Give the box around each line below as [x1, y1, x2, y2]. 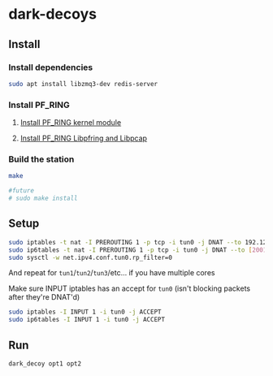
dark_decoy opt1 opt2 [8, 359, 82, 368]
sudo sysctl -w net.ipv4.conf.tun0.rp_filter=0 [8, 253, 173, 261]
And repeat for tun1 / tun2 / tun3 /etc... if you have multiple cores [8, 268, 215, 278]
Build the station [8, 153, 75, 165]
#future [8, 187, 35, 195]
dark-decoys [8, 5, 97, 24]
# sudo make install [8, 194, 79, 203]
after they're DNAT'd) [8, 292, 80, 302]
